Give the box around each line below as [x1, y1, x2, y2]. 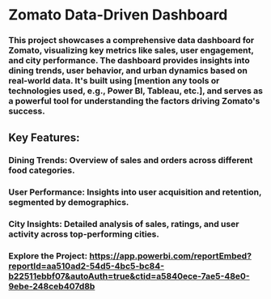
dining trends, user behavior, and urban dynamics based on [8, 65, 248, 76]
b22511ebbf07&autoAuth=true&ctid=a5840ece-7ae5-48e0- [8, 271, 251, 282]
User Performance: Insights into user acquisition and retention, [8, 186, 262, 198]
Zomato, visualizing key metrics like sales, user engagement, [8, 45, 254, 56]
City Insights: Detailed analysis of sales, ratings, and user [8, 219, 239, 230]
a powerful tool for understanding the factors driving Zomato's [8, 96, 260, 107]
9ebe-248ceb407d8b [8, 281, 95, 293]
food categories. [8, 164, 75, 176]
